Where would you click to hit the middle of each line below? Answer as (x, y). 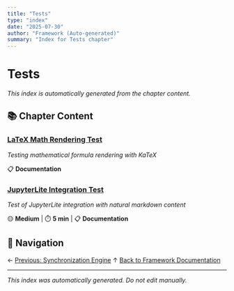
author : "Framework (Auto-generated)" (63, 33)
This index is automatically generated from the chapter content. (99, 94)
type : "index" (28, 20)
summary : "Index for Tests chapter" (60, 40)
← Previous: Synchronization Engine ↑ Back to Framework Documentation (114, 260)
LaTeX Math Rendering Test (55, 140)
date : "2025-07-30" (36, 27)
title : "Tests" (29, 14)
